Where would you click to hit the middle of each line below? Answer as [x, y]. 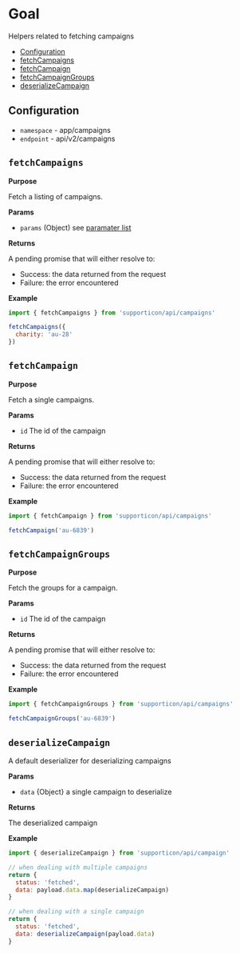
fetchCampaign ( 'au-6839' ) [51, 530]
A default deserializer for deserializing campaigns [90, 761]
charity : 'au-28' [44, 334]
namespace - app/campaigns [65, 130]
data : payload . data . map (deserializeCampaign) [92, 890]
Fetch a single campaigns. [51, 399]
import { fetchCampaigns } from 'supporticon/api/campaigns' [112, 313]
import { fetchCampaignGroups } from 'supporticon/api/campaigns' [121, 704]
